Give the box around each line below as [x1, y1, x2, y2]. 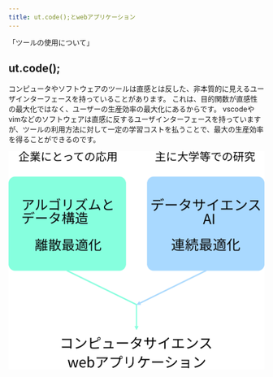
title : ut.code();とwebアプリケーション [8, 13, 136, 21]
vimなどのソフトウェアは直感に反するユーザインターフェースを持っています [8, 115, 262, 124]
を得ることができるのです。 [8, 135, 101, 145]
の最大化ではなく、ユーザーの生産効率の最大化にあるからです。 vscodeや [8, 104, 255, 114]
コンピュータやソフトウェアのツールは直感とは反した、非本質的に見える [8, 84, 250, 93]
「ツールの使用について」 [8, 37, 94, 47]
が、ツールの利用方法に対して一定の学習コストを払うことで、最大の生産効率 [8, 124, 264, 134]
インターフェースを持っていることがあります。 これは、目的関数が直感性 [15, 94, 258, 104]
